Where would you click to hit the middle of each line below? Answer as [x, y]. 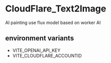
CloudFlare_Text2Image [56, 9]
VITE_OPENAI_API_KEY [36, 50]
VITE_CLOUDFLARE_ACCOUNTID [47, 55]
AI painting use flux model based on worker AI [53, 22]
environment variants [40, 38]
